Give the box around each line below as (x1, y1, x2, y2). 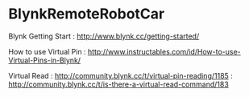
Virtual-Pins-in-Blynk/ (8, 55, 81, 65)
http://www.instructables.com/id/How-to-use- (87, 46, 242, 56)
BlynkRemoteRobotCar (8, 5, 165, 23)
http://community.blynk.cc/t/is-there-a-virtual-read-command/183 (8, 79, 230, 89)
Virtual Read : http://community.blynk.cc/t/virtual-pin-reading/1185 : (8, 71, 234, 80)
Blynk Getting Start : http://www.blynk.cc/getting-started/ (8, 31, 200, 41)
